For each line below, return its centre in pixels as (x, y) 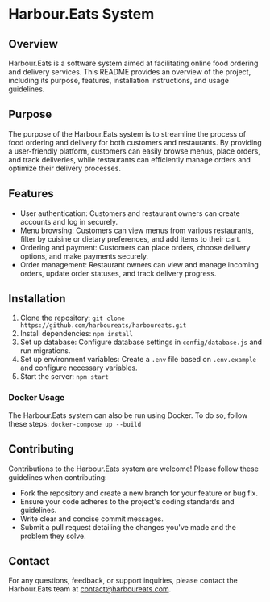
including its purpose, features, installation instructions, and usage (119, 80)
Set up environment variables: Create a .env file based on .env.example (138, 360)
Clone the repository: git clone (72, 318)
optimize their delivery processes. (64, 168)
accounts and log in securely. (69, 221)
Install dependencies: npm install (76, 334)
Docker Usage (37, 398)
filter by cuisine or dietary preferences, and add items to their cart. (131, 238)
